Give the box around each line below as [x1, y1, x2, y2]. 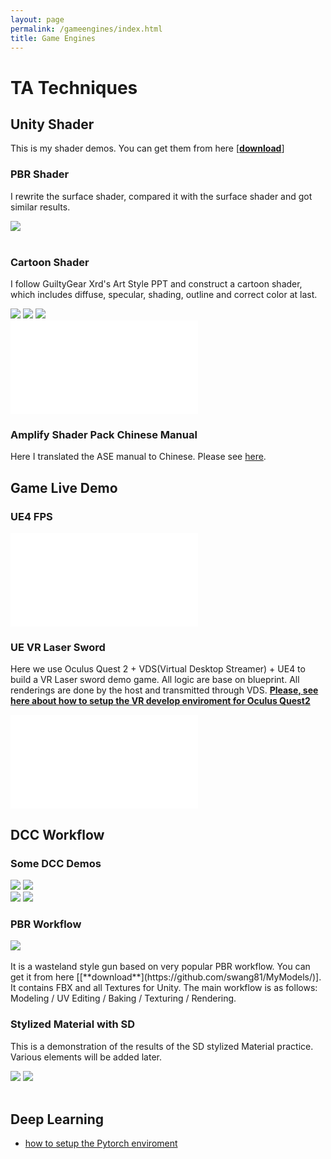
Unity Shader [10, 116, 95, 133]
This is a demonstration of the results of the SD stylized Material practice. [10, 1040, 314, 1052]
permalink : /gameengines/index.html [10, 24, 163, 34]
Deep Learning [10, 1111, 104, 1128]
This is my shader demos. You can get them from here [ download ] [10, 142, 285, 155]
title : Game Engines [10, 33, 97, 43]
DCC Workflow [10, 826, 105, 843]
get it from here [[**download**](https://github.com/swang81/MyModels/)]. [10, 971, 322, 983]
